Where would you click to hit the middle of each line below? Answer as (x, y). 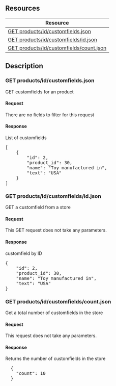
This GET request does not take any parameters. (56, 230)
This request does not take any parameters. (51, 336)
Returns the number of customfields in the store (55, 358)
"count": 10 (31, 374)
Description (24, 66)
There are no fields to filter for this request (50, 115)
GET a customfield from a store (38, 207)
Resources (23, 8)
